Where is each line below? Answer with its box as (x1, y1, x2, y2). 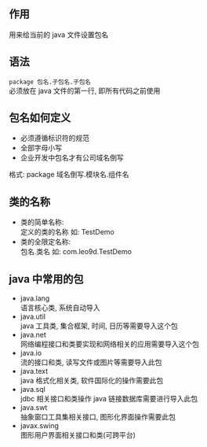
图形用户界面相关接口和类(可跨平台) (20, 430, 136, 440)
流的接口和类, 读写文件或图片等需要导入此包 (20, 357, 162, 368)
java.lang (20, 294, 50, 303)
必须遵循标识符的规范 (20, 133, 89, 143)
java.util (20, 312, 46, 321)
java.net (20, 330, 46, 340)
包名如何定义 (9, 111, 71, 124)
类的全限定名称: (20, 237, 71, 246)
